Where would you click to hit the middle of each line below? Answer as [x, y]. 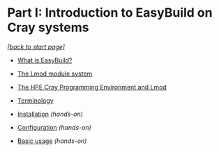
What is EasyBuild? [45, 60]
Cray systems [48, 27]
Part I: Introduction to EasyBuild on [110, 13]
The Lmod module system [55, 74]
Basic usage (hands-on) [52, 141]
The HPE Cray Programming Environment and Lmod [92, 87]
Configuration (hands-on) [54, 127]
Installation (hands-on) [50, 114]
